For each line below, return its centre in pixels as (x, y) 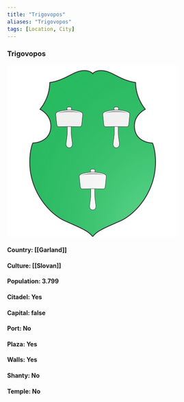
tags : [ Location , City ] (41, 29)
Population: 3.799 (33, 281)
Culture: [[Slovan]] (34, 265)
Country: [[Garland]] (37, 250)
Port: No (19, 329)
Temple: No (24, 391)
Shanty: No (23, 376)
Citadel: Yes (25, 297)
